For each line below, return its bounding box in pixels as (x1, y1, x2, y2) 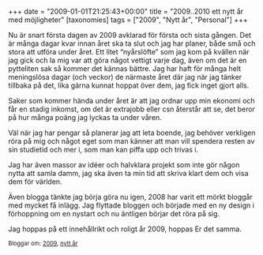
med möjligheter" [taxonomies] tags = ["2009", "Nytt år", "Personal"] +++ (8, 15, 249, 24)
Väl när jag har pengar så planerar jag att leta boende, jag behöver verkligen (8, 128, 256, 137)
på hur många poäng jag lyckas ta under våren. (8, 113, 162, 122)
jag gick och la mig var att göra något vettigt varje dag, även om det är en (8, 55, 247, 65)
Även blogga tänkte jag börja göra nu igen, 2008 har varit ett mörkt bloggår (8, 193, 253, 201)
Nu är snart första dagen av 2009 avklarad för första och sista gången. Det (8, 31, 251, 39)
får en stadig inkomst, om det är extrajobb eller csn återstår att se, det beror (8, 104, 255, 114)
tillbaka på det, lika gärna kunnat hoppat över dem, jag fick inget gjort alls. (8, 81, 250, 90)
